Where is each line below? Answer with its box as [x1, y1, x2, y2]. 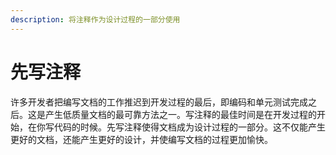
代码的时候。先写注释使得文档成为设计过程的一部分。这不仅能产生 [53, 121, 326, 133]
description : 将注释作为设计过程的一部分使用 [10, 14, 181, 25]
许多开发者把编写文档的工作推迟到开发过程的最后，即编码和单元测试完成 [10, 96, 308, 108]
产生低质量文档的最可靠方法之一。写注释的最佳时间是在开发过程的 [44, 108, 317, 120]
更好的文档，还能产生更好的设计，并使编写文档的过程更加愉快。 [10, 133, 273, 145]
